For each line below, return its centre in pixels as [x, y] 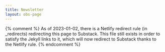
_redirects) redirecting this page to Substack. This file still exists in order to [83, 34]
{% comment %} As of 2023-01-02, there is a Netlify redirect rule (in [76, 28]
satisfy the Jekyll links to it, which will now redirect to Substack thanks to [81, 39]
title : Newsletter [24, 10]
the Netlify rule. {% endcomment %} [43, 44]
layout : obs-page [23, 14]
